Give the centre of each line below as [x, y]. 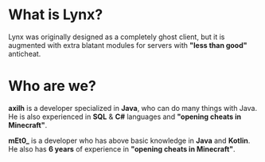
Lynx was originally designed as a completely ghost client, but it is [117, 37]
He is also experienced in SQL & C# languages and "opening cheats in [125, 117]
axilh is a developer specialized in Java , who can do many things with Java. [132, 108]
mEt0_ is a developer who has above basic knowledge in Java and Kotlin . [129, 140]
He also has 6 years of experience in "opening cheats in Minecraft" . [122, 148]
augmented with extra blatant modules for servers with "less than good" [128, 45]
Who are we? [53, 86]
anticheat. [25, 53]
